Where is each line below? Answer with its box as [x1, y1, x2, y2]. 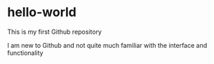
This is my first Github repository [7, 27, 102, 36]
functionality [7, 49, 44, 57]
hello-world [7, 4, 77, 20]
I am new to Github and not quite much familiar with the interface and [7, 41, 208, 49]
